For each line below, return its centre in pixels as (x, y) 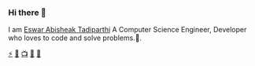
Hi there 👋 (28, 13)
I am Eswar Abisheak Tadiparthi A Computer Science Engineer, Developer (128, 30)
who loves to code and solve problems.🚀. (75, 38)
